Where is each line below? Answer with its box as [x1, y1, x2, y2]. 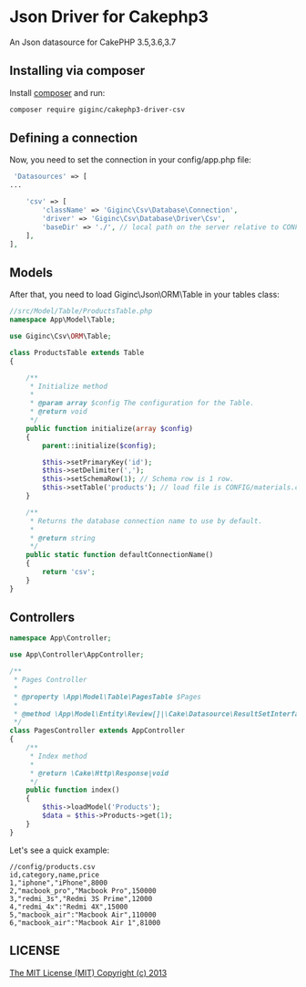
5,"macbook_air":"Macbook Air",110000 [9, 910, 157, 919]
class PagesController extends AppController [9, 726, 185, 736]
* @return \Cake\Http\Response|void [29, 769, 169, 778]
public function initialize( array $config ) [25, 424, 194, 433]
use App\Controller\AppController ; [9, 650, 145, 659]
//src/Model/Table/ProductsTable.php [9, 307, 153, 316]
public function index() [25, 785, 120, 795]
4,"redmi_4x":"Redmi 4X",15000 [9, 902, 128, 911]
